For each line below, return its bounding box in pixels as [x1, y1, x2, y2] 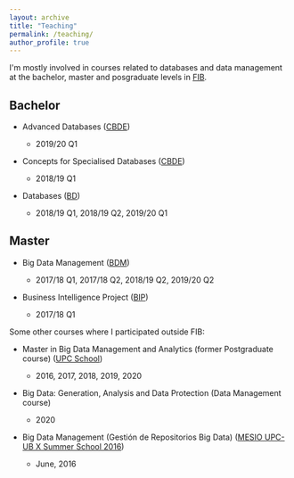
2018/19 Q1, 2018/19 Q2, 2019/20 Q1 [35, 208, 167, 218]
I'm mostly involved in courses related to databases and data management [9, 62, 283, 73]
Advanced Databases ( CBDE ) [21, 121, 131, 132]
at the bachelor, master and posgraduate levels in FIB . [9, 72, 208, 83]
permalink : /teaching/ [9, 29, 94, 38]
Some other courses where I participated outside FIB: [9, 326, 205, 337]
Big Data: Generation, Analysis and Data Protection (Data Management [21, 387, 282, 398]
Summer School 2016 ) [43, 441, 125, 451]
